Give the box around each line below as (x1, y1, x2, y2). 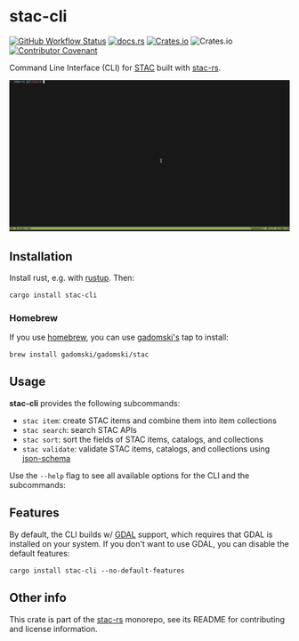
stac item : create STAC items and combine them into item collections (21, 415, 278, 426)
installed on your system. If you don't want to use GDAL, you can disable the (9, 538, 289, 549)
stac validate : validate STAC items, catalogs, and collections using (21, 443, 271, 454)
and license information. (9, 623, 98, 634)
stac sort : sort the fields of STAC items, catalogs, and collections (21, 434, 264, 445)
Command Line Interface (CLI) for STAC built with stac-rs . (9, 62, 222, 73)
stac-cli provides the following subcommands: (9, 397, 181, 408)
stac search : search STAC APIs (21, 424, 138, 435)
